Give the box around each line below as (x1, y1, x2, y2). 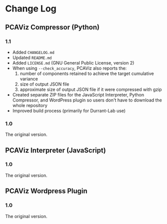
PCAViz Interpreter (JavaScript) (5, 146, 106, 154)
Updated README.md (12, 54, 52, 60)
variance (19, 75, 38, 81)
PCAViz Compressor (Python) (5, 23, 100, 31)
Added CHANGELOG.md (12, 49, 55, 55)
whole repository (12, 102, 47, 108)
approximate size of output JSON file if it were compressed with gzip (19, 86, 162, 92)
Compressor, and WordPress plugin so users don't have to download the (12, 97, 162, 103)
